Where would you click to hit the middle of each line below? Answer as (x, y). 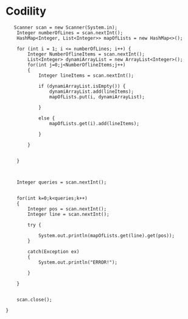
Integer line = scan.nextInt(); (69, 214)
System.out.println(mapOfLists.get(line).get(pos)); (106, 235)
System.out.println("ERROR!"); (78, 262)
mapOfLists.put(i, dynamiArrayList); (97, 97)
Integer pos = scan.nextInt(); (67, 209)
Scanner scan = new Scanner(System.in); (66, 27)
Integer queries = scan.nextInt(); (62, 182)
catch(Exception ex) (54, 251)
